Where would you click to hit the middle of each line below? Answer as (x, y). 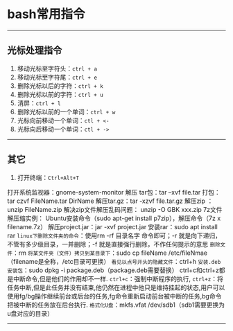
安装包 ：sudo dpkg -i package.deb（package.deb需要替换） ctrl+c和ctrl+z (113, 270)
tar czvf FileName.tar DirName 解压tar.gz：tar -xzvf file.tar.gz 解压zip (106, 201)
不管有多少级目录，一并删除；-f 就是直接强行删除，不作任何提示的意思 (108, 244)
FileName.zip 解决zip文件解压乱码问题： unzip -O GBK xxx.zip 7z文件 (123, 209)
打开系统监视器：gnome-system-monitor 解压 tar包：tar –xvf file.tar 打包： (114, 192)
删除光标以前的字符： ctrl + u (60, 94)
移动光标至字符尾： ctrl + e (57, 77)
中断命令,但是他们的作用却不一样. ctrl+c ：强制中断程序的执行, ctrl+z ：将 (118, 278)
